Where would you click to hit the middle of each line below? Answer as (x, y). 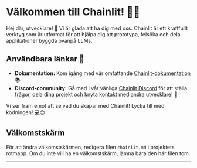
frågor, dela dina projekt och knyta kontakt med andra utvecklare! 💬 (96, 94)
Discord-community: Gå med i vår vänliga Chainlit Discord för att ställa (101, 88)
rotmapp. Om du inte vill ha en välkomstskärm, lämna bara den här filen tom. (98, 153)
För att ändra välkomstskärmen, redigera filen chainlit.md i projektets (90, 147)
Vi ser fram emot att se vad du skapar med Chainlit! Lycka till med (85, 105)
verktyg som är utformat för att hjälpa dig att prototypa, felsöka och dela (93, 34)
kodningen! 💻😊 (26, 112)
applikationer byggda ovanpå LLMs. (49, 40)
